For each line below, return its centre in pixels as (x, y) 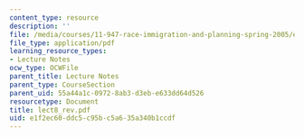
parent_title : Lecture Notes (64, 77)
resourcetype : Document (54, 101)
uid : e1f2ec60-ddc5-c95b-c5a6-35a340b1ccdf (93, 118)
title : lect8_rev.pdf (50, 110)
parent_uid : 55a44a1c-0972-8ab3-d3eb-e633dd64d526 (107, 93)
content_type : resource (54, 18)
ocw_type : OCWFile (44, 68)
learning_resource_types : (58, 51)
